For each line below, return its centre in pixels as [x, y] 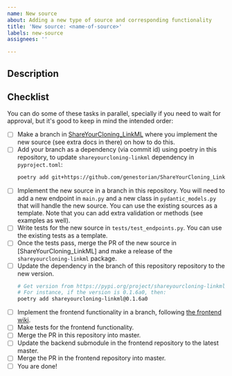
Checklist [28, 97]
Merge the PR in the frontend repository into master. [91, 358]
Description [33, 73]
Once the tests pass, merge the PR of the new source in [97, 243]
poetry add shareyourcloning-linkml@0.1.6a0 [82, 299]
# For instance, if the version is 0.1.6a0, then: [92, 293]
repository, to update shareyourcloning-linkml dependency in [106, 157]
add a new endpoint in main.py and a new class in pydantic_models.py [117, 199]
